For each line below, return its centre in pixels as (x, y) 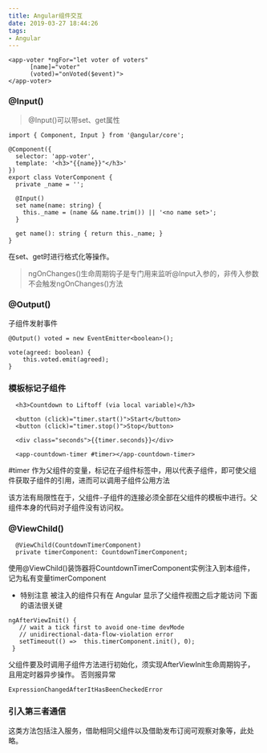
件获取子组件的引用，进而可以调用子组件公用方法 (89, 480)
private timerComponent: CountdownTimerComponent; (102, 552)
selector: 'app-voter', (55, 156)
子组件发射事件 (33, 323)
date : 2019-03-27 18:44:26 (53, 23)
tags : (17, 31)
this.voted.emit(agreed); (66, 359)
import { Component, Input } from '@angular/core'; (96, 135)
